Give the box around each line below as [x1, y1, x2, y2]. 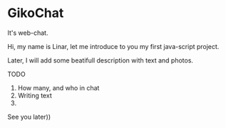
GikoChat [7, 5, 64, 21]
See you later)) [7, 112, 51, 121]
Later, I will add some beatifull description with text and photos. [7, 55, 194, 65]
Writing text [17, 91, 52, 100]
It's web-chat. [7, 28, 48, 37]
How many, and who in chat [17, 83, 100, 92]
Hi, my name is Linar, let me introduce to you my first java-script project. [7, 42, 220, 50]
